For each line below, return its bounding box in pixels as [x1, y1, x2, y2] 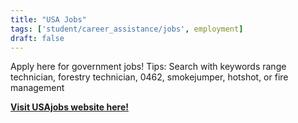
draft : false [10, 33, 65, 43]
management [10, 82, 65, 94]
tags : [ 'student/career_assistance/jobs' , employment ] [10, 24, 244, 34]
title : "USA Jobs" [10, 14, 87, 25]
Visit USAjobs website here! [10, 101, 129, 113]
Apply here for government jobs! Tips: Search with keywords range [10, 61, 287, 73]
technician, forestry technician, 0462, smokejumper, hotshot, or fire [10, 71, 289, 83]
